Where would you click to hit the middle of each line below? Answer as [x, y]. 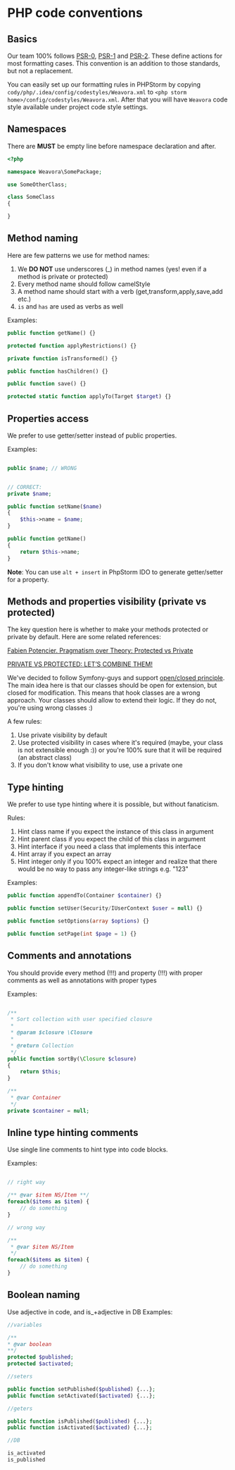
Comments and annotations [70, 956]
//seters [20, 1376]
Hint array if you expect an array [64, 854]
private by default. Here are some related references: [84, 637]
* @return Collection [42, 1045]
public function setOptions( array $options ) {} [78, 921]
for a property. [28, 579]
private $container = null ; [49, 1111]
